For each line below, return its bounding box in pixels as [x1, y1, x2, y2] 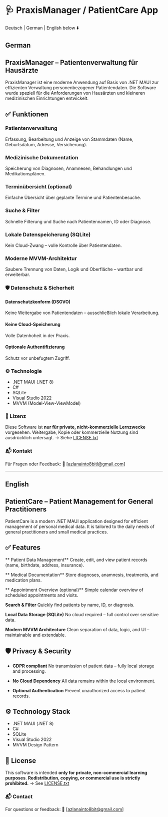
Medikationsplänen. [5, 171, 46, 177]
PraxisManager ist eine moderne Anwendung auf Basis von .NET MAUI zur [5, 79, 159, 86]
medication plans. [5, 577, 42, 583]
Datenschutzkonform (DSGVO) [5, 299, 71, 305]
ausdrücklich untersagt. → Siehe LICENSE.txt [5, 435, 98, 441]
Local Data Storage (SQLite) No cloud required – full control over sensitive [5, 611, 159, 617]
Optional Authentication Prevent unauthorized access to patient [12, 687, 146, 693]
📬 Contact [5, 793, 33, 800]
